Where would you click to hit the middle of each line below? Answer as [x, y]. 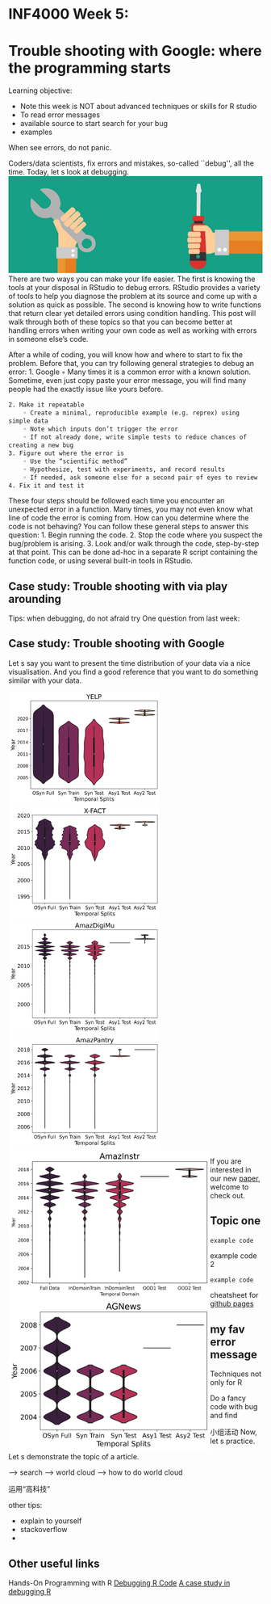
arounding [35, 599]
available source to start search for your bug [94, 124]
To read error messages [60, 115]
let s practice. [233, 1441]
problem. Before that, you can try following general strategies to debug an [131, 364]
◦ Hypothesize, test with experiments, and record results [124, 469]
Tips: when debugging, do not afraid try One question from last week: [124, 618]
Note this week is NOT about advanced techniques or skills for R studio [138, 107]
